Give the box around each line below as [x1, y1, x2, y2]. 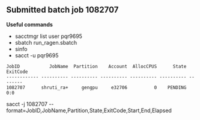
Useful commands [6, 21, 53, 28]
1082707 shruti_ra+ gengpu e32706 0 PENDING [6, 84, 187, 90]
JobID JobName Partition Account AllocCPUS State [6, 63, 187, 69]
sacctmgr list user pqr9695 [14, 33, 83, 40]
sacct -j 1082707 [6, 100, 48, 107]
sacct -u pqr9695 [14, 51, 59, 59]
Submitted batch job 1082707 [6, 5, 119, 15]
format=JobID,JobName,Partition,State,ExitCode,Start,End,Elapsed [6, 107, 172, 114]
